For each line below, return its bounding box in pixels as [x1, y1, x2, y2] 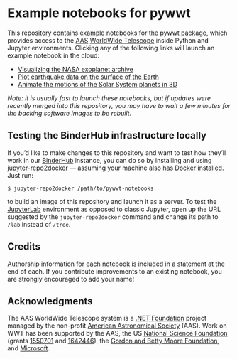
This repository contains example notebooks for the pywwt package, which [7, 28, 228, 37]
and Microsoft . [7, 344, 50, 353]
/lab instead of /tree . [7, 220, 71, 228]
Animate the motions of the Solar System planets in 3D [17, 80, 178, 88]
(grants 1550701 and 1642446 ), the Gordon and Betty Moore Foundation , [7, 336, 220, 345]
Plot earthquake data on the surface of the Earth [17, 73, 160, 81]
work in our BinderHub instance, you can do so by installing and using [7, 156, 212, 164]
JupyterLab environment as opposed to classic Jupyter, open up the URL [7, 205, 221, 213]
